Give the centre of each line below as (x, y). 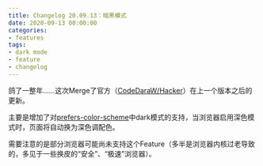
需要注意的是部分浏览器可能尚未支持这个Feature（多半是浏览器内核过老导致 (131, 144)
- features (26, 38)
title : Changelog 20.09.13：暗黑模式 (67, 15)
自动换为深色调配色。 (84, 126)
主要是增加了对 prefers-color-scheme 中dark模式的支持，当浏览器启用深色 (128, 117)
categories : (28, 30)
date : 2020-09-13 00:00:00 (53, 23)
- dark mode (28, 52)
